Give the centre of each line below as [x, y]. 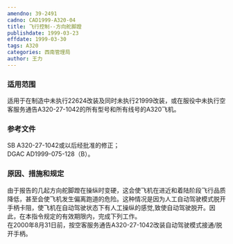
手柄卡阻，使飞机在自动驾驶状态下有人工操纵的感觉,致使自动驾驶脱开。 [109, 207]
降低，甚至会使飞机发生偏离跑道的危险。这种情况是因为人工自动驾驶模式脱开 [116, 199]
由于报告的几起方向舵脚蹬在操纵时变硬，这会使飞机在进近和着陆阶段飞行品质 [116, 190]
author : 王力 [25, 59]
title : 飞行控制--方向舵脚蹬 [44, 26]
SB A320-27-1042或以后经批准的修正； [63, 146]
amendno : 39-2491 [32, 14]
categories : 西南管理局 [39, 53]
